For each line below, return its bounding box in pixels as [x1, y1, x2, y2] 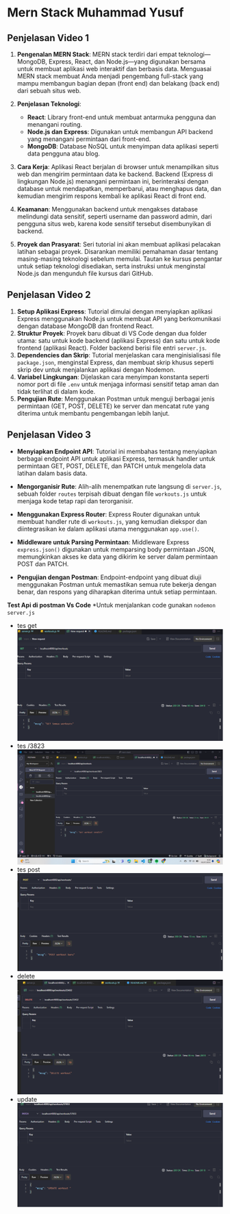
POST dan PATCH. [16, 559, 69, 568]
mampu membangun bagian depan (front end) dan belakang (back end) [16, 79, 220, 87]
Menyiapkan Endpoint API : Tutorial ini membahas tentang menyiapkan [16, 447, 217, 455]
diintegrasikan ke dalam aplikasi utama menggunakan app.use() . [16, 524, 200, 533]
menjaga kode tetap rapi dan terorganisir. [16, 496, 133, 505]
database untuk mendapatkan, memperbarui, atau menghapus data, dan [16, 185, 222, 192]
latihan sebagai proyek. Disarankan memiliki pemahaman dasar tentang [16, 248, 218, 255]
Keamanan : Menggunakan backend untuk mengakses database [16, 205, 199, 213]
